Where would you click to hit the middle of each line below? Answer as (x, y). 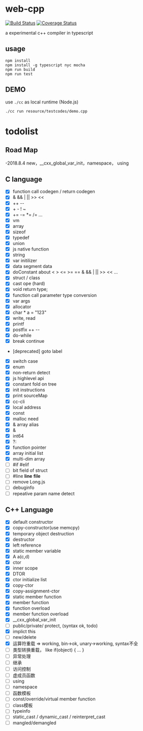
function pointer (30, 447)
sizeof (19, 232)
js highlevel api (28, 378)
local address (27, 407)
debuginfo (23, 488)
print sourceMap (30, 396)
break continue (28, 341)
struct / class (26, 278)
